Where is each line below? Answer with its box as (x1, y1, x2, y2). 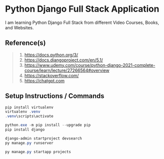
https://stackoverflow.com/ (24, 72, 79, 79)
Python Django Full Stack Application (5, 3, 160, 15)
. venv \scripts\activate (5, 114, 54, 119)
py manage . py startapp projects (5, 149, 71, 154)
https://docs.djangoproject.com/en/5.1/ (24, 57, 103, 63)
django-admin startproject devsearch (5, 136, 82, 141)
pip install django (5, 127, 45, 132)
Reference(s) (5, 39, 46, 47)
